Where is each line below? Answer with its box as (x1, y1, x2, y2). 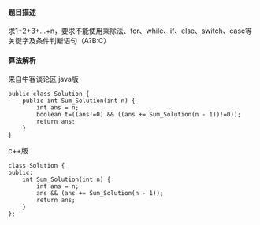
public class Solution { (8, 90, 90, 98)
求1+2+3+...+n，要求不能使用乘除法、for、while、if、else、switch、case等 (8, 26, 252, 35)
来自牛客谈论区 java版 (8, 75, 79, 84)
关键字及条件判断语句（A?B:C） (8, 36, 111, 46)
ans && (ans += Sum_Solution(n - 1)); (36, 190, 164, 197)
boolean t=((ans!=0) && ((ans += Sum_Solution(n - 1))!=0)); (36, 111, 242, 119)
